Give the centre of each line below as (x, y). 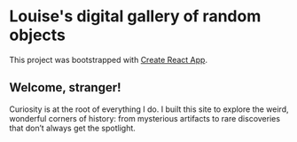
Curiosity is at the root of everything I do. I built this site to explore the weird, (149, 109)
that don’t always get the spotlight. (72, 128)
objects (38, 35)
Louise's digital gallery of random (135, 16)
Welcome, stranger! (65, 87)
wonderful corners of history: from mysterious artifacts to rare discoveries (145, 118)
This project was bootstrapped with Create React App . (109, 59)
